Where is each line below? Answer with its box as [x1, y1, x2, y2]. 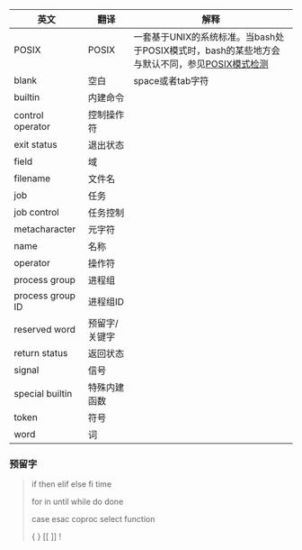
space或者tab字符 [133, 75, 209, 87]
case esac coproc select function [31, 514, 155, 525]
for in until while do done [31, 496, 124, 508]
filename [13, 172, 51, 184]
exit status [13, 139, 58, 151]
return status [13, 347, 68, 359]
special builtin [13, 388, 73, 399]
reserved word [13, 324, 76, 335]
